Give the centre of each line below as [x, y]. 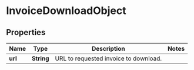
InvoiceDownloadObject [66, 11]
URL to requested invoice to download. [108, 58]
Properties [26, 32]
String [40, 58]
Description [108, 49]
